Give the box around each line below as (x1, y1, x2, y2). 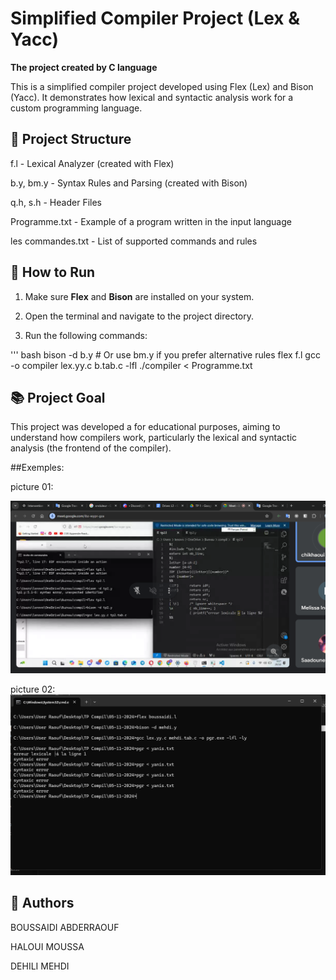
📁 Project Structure (10, 131, 132, 148)
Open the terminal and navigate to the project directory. (24, 310, 255, 322)
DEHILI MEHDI (10, 960, 70, 972)
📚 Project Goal (10, 389, 106, 406)
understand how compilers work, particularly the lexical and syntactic (10, 432, 298, 444)
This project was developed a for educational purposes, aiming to (10, 421, 281, 433)
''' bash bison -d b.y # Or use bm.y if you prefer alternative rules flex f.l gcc (10, 348, 321, 361)
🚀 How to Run (10, 264, 96, 281)
